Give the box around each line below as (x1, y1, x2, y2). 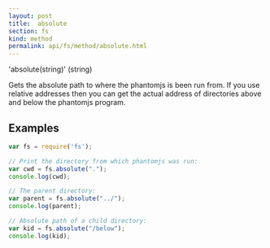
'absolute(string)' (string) (8, 64, 93, 74)
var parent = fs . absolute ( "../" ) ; (8, 194, 126, 203)
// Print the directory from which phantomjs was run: (8, 157, 198, 165)
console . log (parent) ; (8, 202, 82, 211)
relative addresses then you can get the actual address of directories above (8, 89, 262, 98)
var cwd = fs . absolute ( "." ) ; (8, 164, 107, 173)
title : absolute (8, 20, 67, 28)
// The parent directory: (8, 187, 96, 195)
